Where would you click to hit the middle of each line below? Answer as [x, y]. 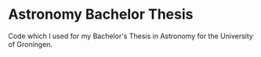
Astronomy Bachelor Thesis [101, 14]
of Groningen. [31, 44]
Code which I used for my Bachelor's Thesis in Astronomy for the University [130, 36]
